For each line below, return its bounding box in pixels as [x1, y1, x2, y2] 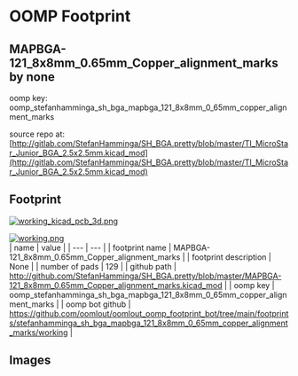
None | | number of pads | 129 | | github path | [9, 261, 177, 271]
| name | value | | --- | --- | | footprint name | [9, 242, 172, 253]
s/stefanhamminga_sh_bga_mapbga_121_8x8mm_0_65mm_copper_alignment [9, 317, 288, 328]
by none [9, 69, 56, 84]
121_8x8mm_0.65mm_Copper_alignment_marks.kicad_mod [9, 279, 223, 290]
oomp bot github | [65, 299, 131, 309]
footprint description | [192, 251, 272, 262]
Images [9, 353, 51, 368]
